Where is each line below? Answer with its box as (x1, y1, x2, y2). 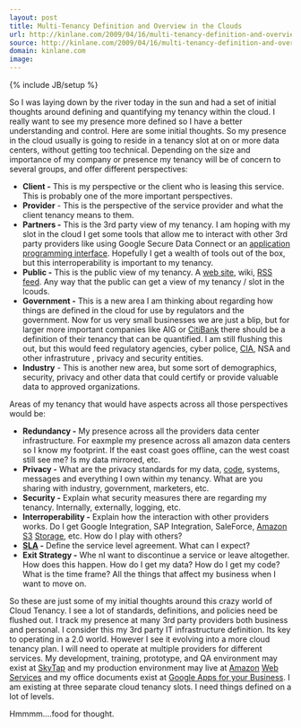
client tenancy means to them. (21, 210, 134, 220)
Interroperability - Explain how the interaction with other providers (21, 512, 270, 522)
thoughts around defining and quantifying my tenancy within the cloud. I (9, 107, 276, 117)
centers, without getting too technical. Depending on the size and (9, 145, 251, 155)
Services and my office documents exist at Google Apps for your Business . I (9, 672, 290, 682)
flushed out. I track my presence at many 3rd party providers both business (9, 615, 288, 625)
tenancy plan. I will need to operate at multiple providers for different (9, 644, 262, 653)
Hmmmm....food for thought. (9, 708, 115, 719)
